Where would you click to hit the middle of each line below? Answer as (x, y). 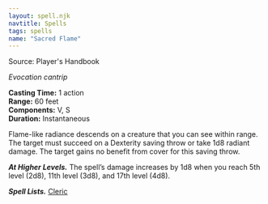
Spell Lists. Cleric (38, 192)
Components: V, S (39, 110)
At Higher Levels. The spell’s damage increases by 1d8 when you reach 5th (134, 168)
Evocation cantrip (38, 77)
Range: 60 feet (34, 101)
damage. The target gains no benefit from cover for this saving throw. (124, 151)
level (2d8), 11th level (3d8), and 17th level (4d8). (89, 176)
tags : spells (30, 31)
